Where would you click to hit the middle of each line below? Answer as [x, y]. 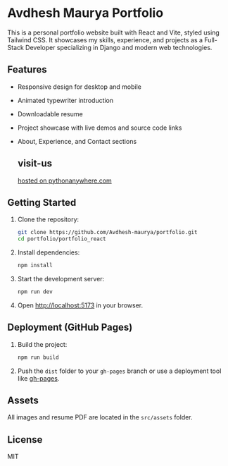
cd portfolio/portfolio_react [62, 239]
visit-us [35, 164]
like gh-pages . [38, 378]
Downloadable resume [50, 114]
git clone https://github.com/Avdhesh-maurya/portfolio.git [107, 233]
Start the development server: [61, 279]
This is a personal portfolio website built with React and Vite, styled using [113, 32]
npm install [35, 266]
